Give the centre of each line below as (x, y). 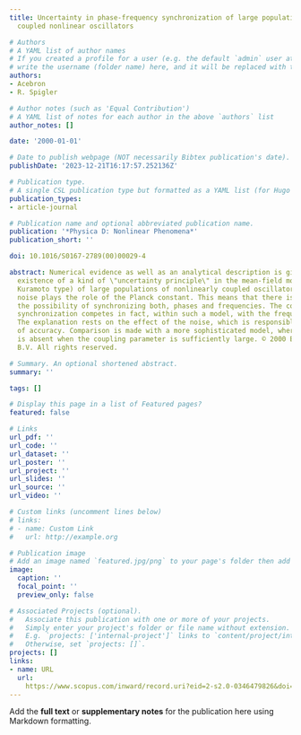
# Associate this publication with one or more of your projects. (140, 619)
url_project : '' (39, 471)
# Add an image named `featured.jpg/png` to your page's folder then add (150, 562)
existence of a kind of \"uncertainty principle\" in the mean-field (150, 280)
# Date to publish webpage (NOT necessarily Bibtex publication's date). (150, 158)
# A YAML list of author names (68, 50)
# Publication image (48, 553)
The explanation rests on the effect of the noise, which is (134, 323)
